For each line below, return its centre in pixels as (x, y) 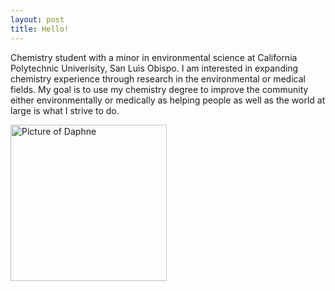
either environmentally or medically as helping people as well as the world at (168, 100)
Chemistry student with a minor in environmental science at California (154, 57)
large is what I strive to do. (65, 110)
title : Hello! (40, 29)
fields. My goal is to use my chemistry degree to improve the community (159, 89)
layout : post (37, 19)
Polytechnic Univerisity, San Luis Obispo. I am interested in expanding (154, 68)
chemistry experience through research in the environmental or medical (158, 78)
